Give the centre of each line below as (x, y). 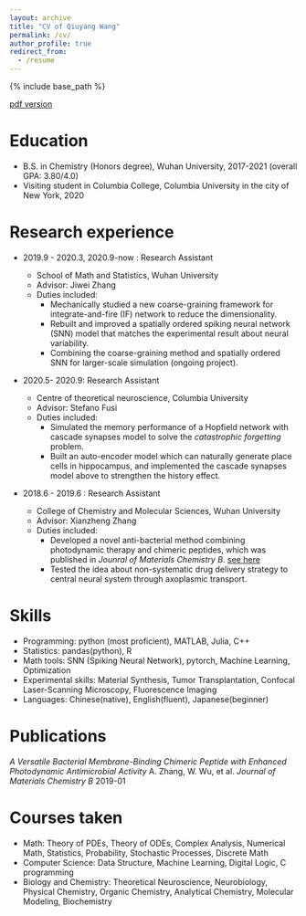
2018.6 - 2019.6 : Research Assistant (91, 493)
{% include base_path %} (58, 86)
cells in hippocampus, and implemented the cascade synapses (169, 466)
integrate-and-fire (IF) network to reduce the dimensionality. (164, 314)
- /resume (36, 60)
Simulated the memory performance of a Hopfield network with (169, 426)
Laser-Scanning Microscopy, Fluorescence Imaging (120, 690)
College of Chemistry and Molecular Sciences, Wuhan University (158, 511)
